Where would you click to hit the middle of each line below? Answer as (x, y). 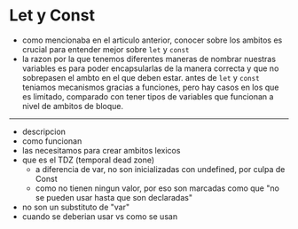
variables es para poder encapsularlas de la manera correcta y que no (150, 68)
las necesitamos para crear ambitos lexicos (101, 150)
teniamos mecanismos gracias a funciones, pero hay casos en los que (150, 87)
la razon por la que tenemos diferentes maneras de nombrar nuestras (149, 59)
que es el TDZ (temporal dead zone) (88, 160)
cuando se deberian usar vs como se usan (100, 216)
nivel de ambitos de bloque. (73, 106)
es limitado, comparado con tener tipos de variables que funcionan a (148, 96)
